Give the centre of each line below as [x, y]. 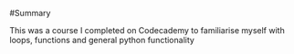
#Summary [30, 13]
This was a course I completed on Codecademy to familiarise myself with [147, 30]
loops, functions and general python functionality [102, 40]
